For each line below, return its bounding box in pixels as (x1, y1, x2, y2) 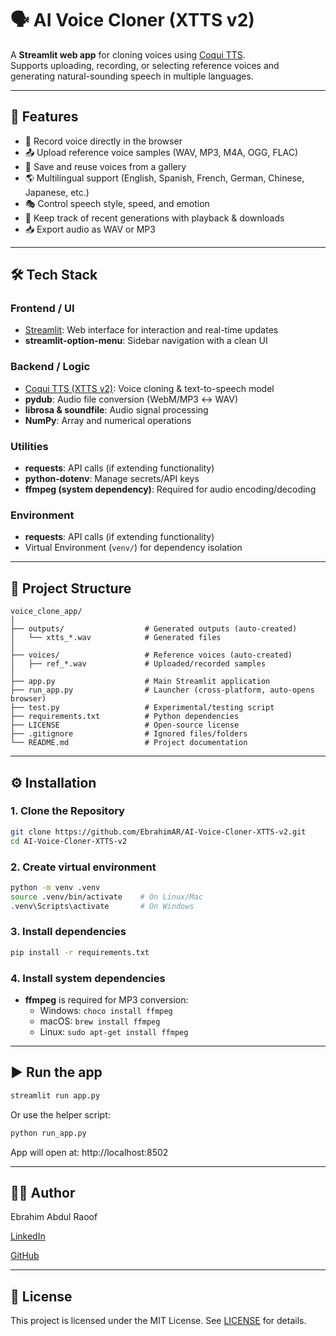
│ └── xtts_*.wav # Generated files (10, 633, 222, 643)
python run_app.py (10, 1128, 87, 1138)
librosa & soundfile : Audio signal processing (24, 403, 209, 416)
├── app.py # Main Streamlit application (10, 677, 271, 687)
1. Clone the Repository (10, 804, 125, 818)
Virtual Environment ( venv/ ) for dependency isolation (24, 542, 243, 554)
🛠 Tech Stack (10, 267, 98, 284)
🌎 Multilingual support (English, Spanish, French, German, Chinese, (24, 172, 305, 184)
